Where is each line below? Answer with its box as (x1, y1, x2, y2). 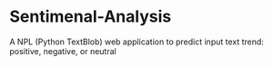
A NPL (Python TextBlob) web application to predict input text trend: (9, 36, 264, 47)
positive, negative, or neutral (9, 45, 116, 56)
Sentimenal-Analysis (9, 6, 172, 27)
